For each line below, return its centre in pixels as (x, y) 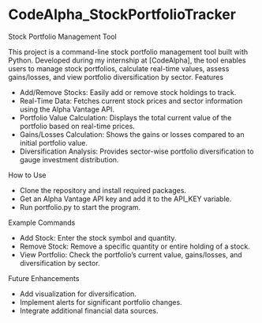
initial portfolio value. (54, 142)
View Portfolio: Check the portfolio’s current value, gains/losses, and (131, 254)
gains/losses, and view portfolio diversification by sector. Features (116, 77)
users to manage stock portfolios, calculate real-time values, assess (119, 68)
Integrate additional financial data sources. (89, 310)
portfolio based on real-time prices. (77, 126)
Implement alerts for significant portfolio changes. (101, 302)
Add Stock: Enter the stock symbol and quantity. (98, 237)
